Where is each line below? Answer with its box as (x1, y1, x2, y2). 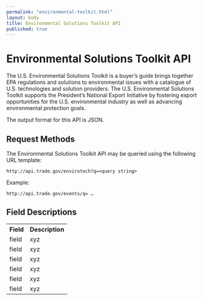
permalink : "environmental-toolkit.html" (6, 9, 113, 15)
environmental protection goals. (6, 105, 86, 112)
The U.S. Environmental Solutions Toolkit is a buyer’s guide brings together (6, 72, 193, 80)
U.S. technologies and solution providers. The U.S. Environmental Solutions (6, 85, 194, 92)
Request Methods (6, 134, 75, 144)
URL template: (6, 156, 42, 164)
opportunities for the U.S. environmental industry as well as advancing (6, 98, 182, 105)
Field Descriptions (6, 207, 77, 218)
